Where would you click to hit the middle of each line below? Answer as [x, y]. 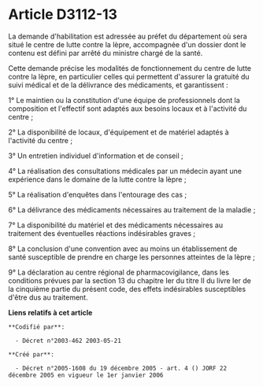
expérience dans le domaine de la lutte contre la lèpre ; [97, 179]
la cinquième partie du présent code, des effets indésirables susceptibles [127, 289]
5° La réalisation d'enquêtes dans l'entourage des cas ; [98, 194]
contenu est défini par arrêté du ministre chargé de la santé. [106, 53]
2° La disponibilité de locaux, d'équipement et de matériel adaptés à [119, 132]
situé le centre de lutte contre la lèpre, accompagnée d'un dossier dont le [127, 44]
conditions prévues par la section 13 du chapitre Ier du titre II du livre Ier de [130, 280]
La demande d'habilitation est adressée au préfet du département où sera [128, 36]
